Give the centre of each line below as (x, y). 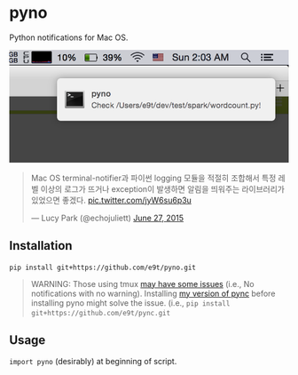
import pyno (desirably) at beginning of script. (93, 362)
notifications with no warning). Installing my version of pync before (153, 293)
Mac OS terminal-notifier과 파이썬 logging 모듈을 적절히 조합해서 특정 (153, 178)
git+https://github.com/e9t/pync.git (101, 313)
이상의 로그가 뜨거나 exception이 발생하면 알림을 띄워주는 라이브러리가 (163, 188)
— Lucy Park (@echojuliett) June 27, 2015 (107, 218)
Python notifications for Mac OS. (69, 37)
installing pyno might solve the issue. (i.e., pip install (130, 303)
